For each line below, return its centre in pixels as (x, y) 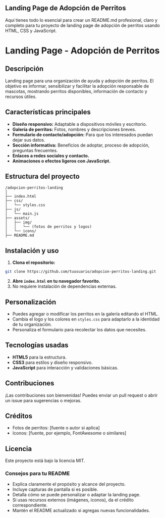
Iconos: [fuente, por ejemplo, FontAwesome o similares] (69, 433)
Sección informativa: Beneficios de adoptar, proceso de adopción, (81, 145)
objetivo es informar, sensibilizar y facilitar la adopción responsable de (77, 86)
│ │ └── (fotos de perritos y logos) (49, 227)
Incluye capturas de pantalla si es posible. (55, 489)
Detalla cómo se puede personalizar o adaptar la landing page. (76, 495)
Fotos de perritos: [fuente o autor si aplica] (56, 428)
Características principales (48, 112)
